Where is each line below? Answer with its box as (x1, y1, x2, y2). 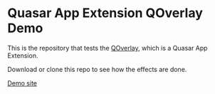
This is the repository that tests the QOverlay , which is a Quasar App (7, 43, 208, 52)
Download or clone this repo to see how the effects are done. (7, 65, 187, 73)
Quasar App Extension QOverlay (7, 5, 203, 21)
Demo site (7, 78, 38, 87)
